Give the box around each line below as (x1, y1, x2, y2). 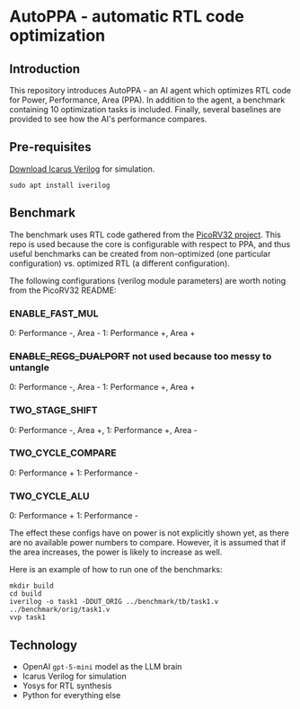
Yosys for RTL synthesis (22, 680, 112, 691)
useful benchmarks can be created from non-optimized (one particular (9, 248, 271, 259)
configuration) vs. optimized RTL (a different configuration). (9, 258, 231, 269)
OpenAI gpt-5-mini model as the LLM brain (22, 660, 182, 671)
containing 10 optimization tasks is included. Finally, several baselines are (9, 104, 281, 114)
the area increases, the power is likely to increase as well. (9, 546, 223, 558)
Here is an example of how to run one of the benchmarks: (9, 564, 223, 575)
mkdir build (9, 581, 54, 590)
